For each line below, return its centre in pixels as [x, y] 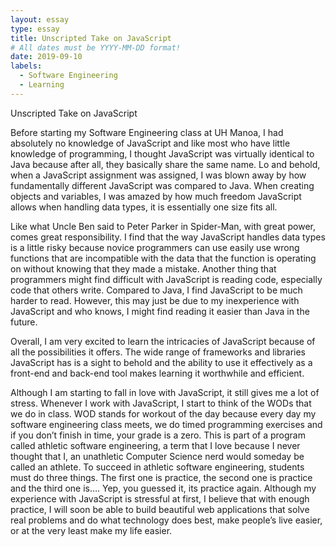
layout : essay [40, 19]
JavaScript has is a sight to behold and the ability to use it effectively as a [161, 362]
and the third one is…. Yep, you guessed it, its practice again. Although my [163, 488]
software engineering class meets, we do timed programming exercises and [166, 424]
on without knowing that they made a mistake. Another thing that [143, 268]
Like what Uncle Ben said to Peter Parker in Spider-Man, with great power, [163, 226]
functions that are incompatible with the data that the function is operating [163, 258]
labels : [26, 66]
